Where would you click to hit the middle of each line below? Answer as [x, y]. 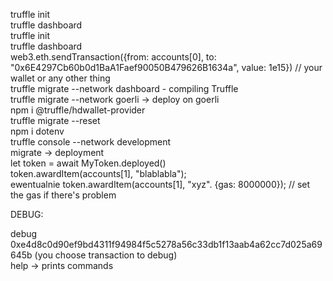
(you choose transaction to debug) [106, 255]
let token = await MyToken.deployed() [88, 163]
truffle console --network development [91, 142]
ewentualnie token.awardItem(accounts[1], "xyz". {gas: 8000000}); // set [160, 184]
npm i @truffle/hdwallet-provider [78, 110]
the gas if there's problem [63, 195]
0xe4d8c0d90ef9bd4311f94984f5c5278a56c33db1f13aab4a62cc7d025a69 [166, 244]
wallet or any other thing [60, 78]
